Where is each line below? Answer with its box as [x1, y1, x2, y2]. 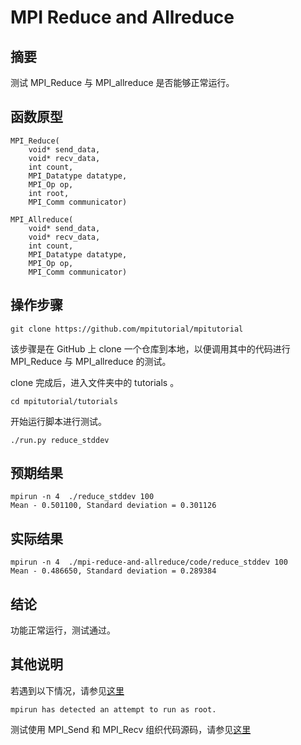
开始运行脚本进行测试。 [10, 415, 107, 427]
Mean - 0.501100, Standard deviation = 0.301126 [10, 501, 217, 511]
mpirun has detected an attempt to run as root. [10, 704, 217, 715]
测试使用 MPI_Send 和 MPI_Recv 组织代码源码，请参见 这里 [10, 723, 252, 735]
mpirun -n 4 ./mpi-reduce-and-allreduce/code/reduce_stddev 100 [10, 557, 288, 568]
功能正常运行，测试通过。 [10, 624, 116, 636]
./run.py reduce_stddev [10, 435, 110, 445]
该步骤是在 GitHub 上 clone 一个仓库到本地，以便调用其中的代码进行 [10, 342, 291, 355]
